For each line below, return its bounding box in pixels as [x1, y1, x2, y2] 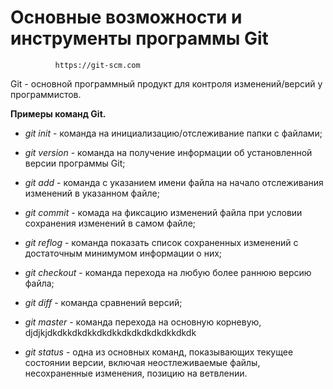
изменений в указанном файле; [24, 187, 160, 199]
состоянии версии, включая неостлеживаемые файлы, [24, 356, 261, 368]
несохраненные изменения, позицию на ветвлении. [24, 367, 248, 379]
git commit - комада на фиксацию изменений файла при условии [24, 206, 303, 218]
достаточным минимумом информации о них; [24, 247, 223, 259]
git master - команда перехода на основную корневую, [24, 316, 262, 328]
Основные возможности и [10, 6, 243, 29]
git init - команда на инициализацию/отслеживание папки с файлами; [24, 127, 323, 139]
